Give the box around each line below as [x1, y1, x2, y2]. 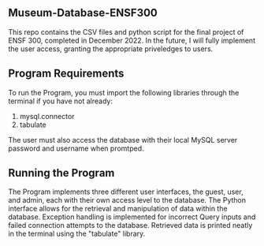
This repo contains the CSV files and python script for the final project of [8, 27, 244, 36]
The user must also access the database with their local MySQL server [8, 135, 238, 144]
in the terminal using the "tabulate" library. [8, 229, 146, 239]
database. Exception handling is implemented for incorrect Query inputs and [8, 212, 256, 222]
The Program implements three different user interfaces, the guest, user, [8, 187, 244, 196]
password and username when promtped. [8, 143, 144, 153]
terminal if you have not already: [8, 96, 113, 106]
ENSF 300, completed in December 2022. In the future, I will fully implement [8, 35, 256, 45]
